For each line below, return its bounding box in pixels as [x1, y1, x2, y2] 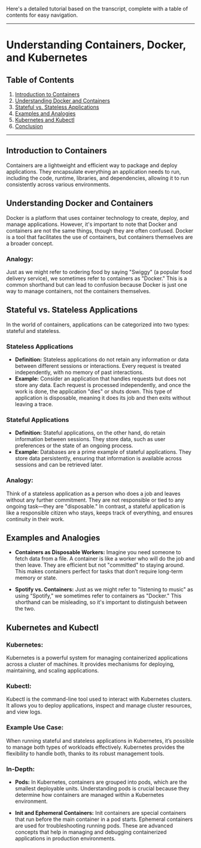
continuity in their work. [6, 515, 65, 522]
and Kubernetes [6, 51, 88, 65]
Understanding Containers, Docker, [6, 38, 187, 52]
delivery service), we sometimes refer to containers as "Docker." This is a [6, 275, 187, 282]
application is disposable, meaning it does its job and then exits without [14, 394, 191, 401]
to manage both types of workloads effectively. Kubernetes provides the [6, 743, 185, 751]
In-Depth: [6, 764, 35, 773]
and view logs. [6, 709, 42, 716]
